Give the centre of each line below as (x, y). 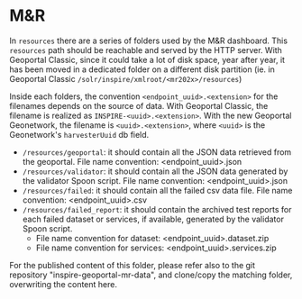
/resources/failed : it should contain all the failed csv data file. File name (157, 190)
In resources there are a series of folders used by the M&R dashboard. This (149, 41)
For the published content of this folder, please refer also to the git (132, 265)
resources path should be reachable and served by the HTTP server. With (146, 50)
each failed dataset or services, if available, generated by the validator (153, 219)
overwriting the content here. (63, 284)
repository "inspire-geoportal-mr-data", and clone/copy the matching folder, (151, 275)
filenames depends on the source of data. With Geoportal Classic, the (139, 105)
